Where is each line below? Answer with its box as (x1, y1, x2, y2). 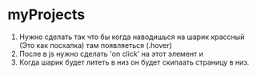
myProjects (7, 6, 86, 24)
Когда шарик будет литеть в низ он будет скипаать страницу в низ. (18, 57, 250, 67)
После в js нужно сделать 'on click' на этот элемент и (18, 49, 203, 58)
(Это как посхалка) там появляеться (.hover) (18, 40, 173, 49)
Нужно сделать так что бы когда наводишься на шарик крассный (18, 32, 245, 41)
